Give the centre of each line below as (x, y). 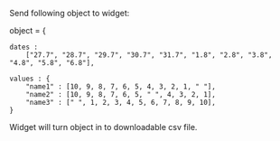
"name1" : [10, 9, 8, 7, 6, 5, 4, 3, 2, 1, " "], (121, 87)
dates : (24, 47)
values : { (30, 79)
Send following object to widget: (70, 13)
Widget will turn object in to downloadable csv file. (103, 127)
